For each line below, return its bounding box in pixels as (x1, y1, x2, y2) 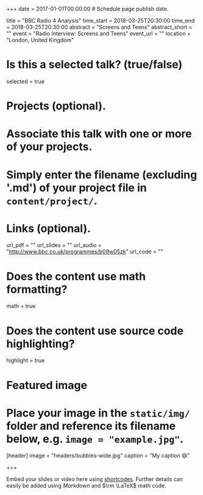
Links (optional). (6, 222, 91, 235)
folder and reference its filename (6, 419, 176, 433)
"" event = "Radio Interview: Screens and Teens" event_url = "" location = (6, 30, 191, 37)
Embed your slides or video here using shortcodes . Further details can (6, 476, 183, 483)
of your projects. (6, 140, 93, 154)
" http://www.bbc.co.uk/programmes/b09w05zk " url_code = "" (6, 248, 163, 255)
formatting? (6, 283, 68, 296)
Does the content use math (6, 269, 146, 283)
